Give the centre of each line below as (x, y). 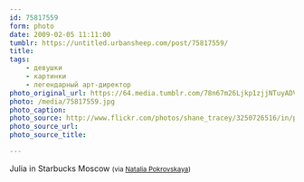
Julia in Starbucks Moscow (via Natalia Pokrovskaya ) (100, 168)
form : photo (32, 26)
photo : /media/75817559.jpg (62, 101)
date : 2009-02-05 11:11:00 (60, 34)
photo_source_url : (44, 127)
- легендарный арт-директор (78, 85)
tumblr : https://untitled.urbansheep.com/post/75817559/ (119, 43)
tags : (19, 59)
